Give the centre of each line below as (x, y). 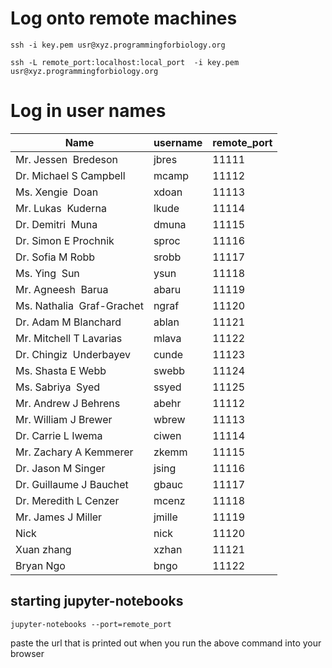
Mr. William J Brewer (64, 419)
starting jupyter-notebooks (97, 601)
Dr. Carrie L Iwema (59, 435)
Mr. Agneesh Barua (62, 289)
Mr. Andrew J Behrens (68, 403)
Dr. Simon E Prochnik (65, 240)
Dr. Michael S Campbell (70, 175)
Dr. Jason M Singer (60, 468)
